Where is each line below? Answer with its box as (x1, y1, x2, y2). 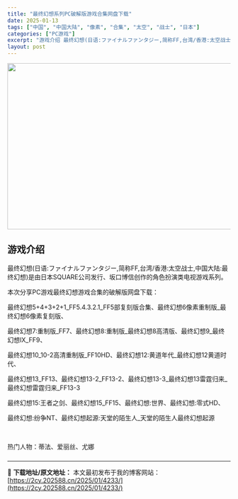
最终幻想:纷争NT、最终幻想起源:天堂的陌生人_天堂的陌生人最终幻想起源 (7, 413, 215, 422)
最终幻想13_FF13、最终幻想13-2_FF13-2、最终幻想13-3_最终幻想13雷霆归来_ (7, 374, 228, 383)
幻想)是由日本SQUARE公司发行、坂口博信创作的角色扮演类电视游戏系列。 (13, 272, 228, 281)
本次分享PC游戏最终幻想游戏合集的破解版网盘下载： (7, 288, 159, 296)
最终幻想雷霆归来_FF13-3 (7, 383, 81, 392)
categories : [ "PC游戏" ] (7, 30, 76, 38)
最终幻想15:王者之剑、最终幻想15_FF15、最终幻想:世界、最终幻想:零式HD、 (7, 398, 225, 407)
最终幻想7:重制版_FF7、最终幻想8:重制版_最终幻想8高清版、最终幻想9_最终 (7, 327, 225, 335)
